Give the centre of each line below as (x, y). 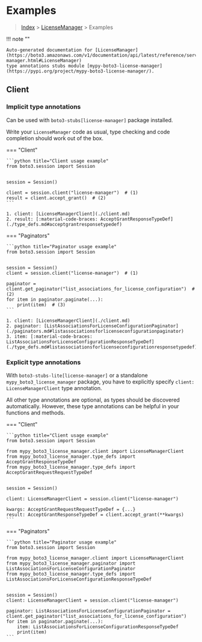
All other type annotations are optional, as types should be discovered (93, 400)
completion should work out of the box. (55, 138)
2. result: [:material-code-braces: (52, 219)
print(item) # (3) (41, 305)
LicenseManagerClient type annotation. (54, 388)
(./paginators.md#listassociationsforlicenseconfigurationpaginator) (95, 331)
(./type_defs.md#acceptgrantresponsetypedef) (64, 224)
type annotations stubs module (45, 66)
